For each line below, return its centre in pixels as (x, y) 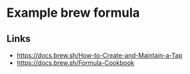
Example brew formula (73, 13)
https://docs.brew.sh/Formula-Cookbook (75, 63)
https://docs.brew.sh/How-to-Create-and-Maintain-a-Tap (100, 55)
